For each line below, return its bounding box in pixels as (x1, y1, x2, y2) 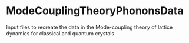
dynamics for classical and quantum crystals (6, 29, 115, 37)
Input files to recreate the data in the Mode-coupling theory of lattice (6, 24, 173, 31)
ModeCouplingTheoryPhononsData (6, 4, 184, 18)
